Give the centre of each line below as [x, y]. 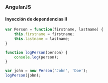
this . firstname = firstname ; [44, 34]
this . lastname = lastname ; [42, 38]
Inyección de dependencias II [36, 19]
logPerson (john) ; [23, 75]
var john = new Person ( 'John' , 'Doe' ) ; [47, 71]
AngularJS [18, 7]
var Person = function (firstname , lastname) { [54, 29]
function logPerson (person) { [37, 52]
